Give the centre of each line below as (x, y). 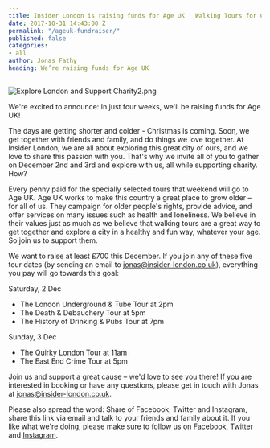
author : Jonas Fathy (43, 61)
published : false (37, 38)
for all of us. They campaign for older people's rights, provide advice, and (130, 206)
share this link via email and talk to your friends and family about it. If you (129, 417)
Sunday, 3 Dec (33, 337)
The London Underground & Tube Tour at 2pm (96, 304)
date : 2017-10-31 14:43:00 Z (57, 23)
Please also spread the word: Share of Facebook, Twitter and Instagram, (128, 409)
